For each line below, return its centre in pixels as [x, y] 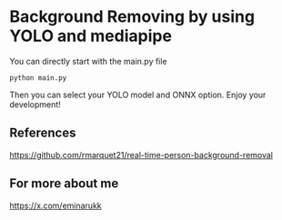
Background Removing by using [132, 17]
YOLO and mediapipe [91, 36]
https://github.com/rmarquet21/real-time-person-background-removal [141, 155]
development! [35, 104]
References [43, 133]
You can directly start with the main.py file [88, 61]
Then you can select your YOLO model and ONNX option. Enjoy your [138, 95]
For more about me [64, 184]
